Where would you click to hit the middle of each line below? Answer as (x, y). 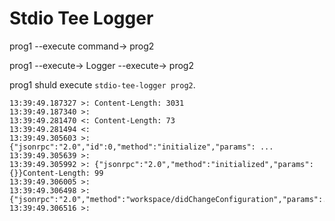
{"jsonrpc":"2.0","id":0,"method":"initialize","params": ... (141, 147)
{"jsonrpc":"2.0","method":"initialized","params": (204, 164)
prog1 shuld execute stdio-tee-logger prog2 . (102, 84)
